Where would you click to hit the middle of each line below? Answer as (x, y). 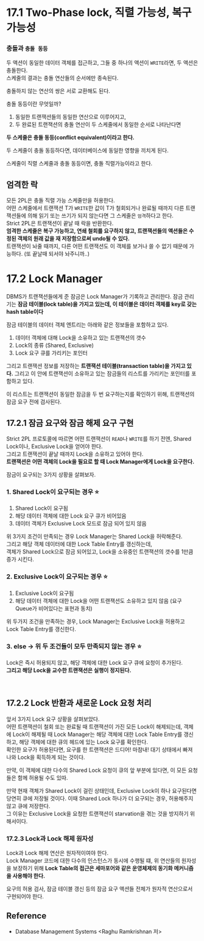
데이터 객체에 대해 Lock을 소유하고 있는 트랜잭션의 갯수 (80, 338)
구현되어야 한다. (25, 896)
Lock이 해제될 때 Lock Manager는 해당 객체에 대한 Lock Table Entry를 (97, 734)
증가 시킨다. (20, 560)
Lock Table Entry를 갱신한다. (41, 629)
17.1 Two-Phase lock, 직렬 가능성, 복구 (99, 13)
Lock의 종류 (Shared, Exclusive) (55, 345)
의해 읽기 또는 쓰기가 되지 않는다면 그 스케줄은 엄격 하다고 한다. (100, 216)
